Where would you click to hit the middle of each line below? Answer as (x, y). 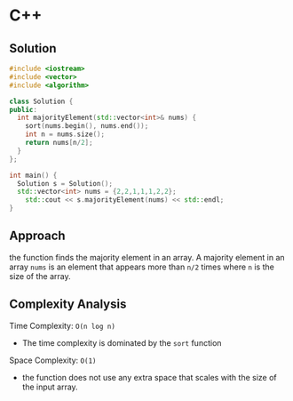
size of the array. (40, 276)
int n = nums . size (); (65, 134)
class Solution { (41, 101)
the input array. (50, 387)
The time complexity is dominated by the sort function (122, 342)
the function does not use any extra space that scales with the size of (149, 377)
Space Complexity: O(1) (53, 360)
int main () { (33, 175)
